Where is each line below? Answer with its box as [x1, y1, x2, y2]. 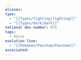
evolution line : [5, 39, 38, 44]
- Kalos [9, 34, 25, 39]
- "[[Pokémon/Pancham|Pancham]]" [9, 43, 77, 48]
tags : [5, 30, 16, 34]
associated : [5, 47, 29, 52]
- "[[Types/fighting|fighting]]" [9, 16, 77, 21]
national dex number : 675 [5, 25, 57, 30]
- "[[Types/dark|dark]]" [9, 20, 59, 26]
